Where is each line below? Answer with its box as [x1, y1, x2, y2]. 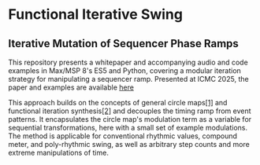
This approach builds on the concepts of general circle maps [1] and [8, 98, 228, 107]
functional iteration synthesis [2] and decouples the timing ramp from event [8, 106, 251, 115]
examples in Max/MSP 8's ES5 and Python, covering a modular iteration [8, 66, 242, 75]
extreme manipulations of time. [8, 148, 109, 157]
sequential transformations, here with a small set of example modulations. [8, 123, 248, 132]
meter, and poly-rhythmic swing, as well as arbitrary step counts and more [8, 140, 250, 148]
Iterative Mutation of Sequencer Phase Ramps [8, 37, 239, 50]
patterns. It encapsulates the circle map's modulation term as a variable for [8, 115, 252, 123]
